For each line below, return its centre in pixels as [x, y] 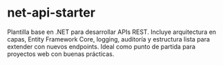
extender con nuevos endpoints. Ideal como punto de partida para [101, 46]
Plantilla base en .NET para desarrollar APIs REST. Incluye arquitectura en [111, 32]
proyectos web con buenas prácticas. [61, 54]
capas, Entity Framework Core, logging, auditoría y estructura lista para [109, 39]
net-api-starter [51, 13]
